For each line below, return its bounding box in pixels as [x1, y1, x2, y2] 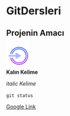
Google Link [6, 103, 36, 110]
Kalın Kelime [6, 68, 38, 76]
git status [6, 93, 34, 99]
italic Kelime [6, 80, 36, 87]
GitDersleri [6, 4, 62, 18]
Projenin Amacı [6, 28, 65, 38]
